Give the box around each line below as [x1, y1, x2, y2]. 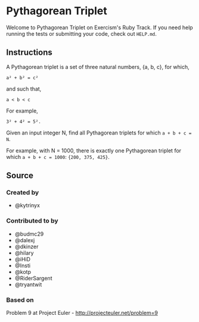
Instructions [6, 48, 52, 58]
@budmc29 [14, 230, 44, 237]
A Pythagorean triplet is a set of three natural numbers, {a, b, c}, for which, [6, 63, 189, 70]
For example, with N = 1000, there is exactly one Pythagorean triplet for [6, 147, 182, 154]
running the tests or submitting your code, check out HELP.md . [6, 30, 157, 37]
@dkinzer [14, 243, 39, 250]
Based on [6, 296, 34, 304]
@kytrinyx [14, 202, 41, 209]
